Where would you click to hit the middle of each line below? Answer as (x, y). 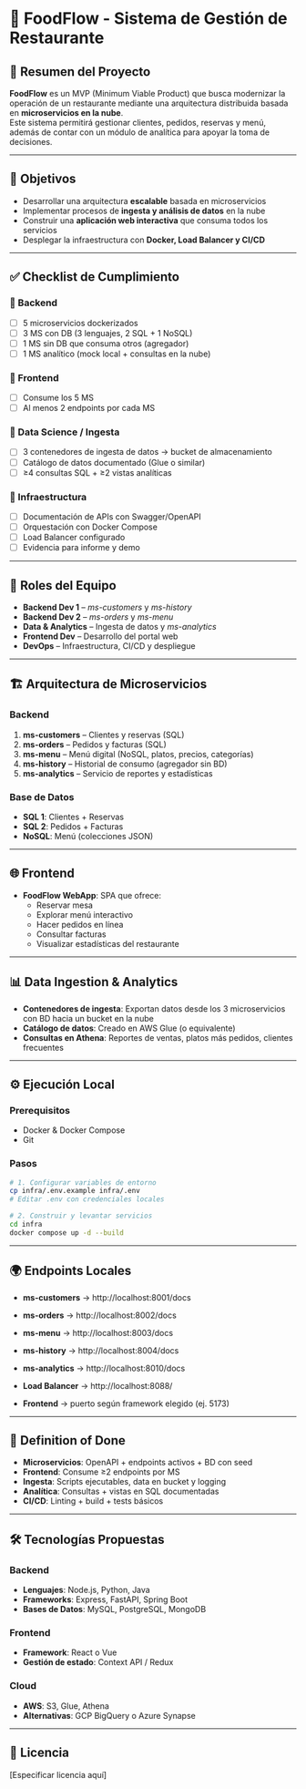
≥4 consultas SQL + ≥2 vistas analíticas (97, 472)
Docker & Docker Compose (74, 1130)
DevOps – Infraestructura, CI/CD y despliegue (109, 646)
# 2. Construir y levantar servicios (81, 1216)
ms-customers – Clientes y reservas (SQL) (103, 735)
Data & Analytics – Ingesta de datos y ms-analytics (119, 627)
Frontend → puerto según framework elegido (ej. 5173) (126, 1403)
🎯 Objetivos (43, 179)
